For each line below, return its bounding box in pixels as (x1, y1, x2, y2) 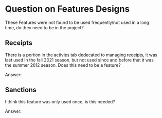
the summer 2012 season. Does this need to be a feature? (5, 62, 121, 68)
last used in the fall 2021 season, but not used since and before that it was (5, 57, 154, 63)
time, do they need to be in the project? (5, 24, 84, 30)
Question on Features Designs (5, 3, 130, 15)
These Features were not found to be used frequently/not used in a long (5, 20, 149, 25)
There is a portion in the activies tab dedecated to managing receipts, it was (5, 52, 158, 58)
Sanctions (5, 86, 36, 94)
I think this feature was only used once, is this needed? (5, 98, 115, 104)
